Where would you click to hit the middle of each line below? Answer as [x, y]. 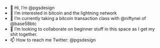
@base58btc [23, 23]
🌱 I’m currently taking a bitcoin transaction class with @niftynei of [78, 18]
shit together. [24, 34]
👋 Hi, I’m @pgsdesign [32, 8]
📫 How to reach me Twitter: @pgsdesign [53, 40]
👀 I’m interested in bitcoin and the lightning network [63, 13]
